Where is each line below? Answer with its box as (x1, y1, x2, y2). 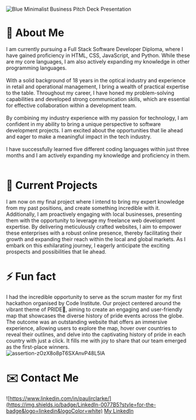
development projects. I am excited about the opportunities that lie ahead (6, 126, 183, 134)
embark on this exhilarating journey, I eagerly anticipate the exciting (6, 242, 170, 249)
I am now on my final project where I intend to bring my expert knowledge (6, 198, 185, 205)
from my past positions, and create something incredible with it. (6, 204, 160, 211)
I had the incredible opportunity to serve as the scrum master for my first (6, 293, 182, 300)
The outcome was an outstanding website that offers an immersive (6, 318, 168, 325)
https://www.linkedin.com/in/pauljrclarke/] (9, 395, 111, 402)
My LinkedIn (104, 407, 134, 414)
